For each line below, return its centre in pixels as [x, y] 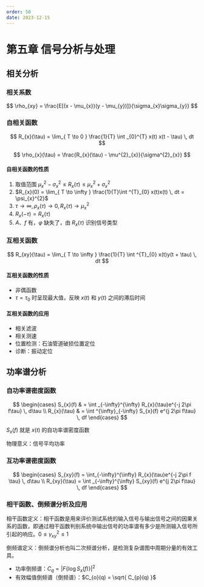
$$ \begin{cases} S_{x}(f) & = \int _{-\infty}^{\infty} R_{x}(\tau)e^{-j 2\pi [102, 404]
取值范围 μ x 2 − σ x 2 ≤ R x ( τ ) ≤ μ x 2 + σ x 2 [63, 184]
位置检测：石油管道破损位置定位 [55, 343]
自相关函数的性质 [28, 169]
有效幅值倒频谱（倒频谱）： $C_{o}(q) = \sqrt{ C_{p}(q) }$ [86, 577]
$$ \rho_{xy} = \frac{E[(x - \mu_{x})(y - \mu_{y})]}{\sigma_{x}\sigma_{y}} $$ [102, 106]
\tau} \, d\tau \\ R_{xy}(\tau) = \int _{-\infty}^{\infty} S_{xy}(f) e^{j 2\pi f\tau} [102, 481]
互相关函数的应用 [28, 314]
